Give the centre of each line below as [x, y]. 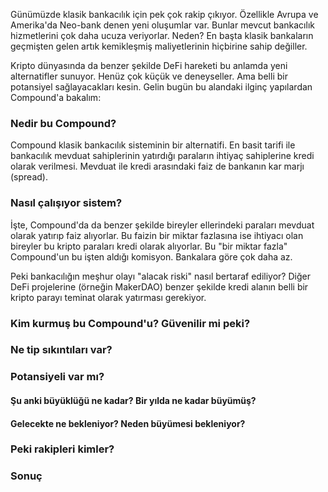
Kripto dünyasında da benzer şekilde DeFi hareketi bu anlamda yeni [149, 65]
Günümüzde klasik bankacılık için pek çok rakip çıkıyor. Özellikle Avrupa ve [164, 14]
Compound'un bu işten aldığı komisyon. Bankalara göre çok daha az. [151, 256]
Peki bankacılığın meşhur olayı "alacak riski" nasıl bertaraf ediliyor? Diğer [160, 276]
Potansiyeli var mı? [57, 377]
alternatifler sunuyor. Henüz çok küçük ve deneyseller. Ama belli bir [149, 76]
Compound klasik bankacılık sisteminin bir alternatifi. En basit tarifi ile [153, 145]
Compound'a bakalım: [56, 97]
